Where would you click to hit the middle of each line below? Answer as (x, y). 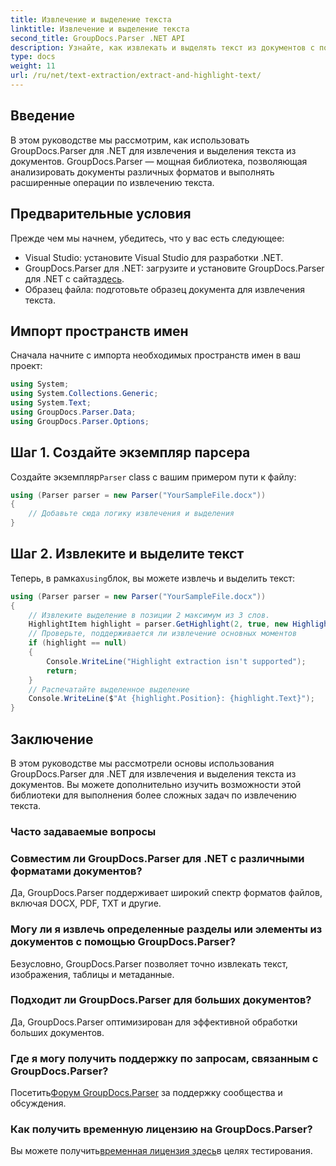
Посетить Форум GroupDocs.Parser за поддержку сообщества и (146, 1093)
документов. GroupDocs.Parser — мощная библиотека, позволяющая (159, 161)
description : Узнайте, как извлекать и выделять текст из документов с (162, 47)
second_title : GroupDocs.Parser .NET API (98, 38)
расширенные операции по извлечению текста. (112, 182)
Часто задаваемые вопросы (83, 831)
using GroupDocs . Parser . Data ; (73, 412)
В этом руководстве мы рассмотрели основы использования (142, 763)
